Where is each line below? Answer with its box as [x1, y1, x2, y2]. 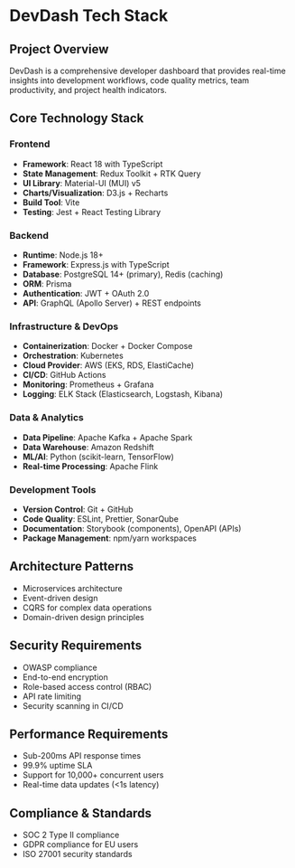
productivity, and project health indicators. [9, 85, 167, 95]
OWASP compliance [22, 662, 97, 673]
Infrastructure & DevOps [9, 320, 119, 333]
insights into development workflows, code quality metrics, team [9, 75, 250, 86]
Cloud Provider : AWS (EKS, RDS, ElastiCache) [22, 360, 195, 371]
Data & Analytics [9, 411, 84, 424]
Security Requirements [9, 638, 143, 654]
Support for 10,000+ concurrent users [22, 769, 164, 780]
